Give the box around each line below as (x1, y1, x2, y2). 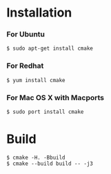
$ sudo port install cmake (6, 108, 84, 115)
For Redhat (6, 61, 44, 70)
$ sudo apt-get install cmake (6, 45, 94, 52)
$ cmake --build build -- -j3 (6, 160, 94, 167)
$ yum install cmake (6, 77, 66, 84)
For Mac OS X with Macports (6, 93, 105, 102)
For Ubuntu (6, 30, 46, 39)
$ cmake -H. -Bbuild (6, 154, 66, 162)
